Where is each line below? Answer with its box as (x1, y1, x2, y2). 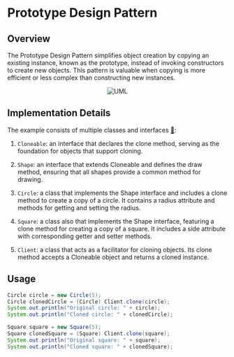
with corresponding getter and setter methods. (17, 232, 152, 240)
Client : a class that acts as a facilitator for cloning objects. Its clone (17, 245, 212, 254)
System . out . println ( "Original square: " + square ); (7, 337, 161, 344)
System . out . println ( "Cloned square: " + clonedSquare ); (7, 343, 173, 350)
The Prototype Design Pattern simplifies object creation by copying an (7, 51, 210, 59)
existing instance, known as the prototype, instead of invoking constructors (7, 59, 224, 67)
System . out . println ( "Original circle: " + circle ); (7, 305, 161, 312)
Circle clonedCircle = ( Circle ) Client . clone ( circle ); (7, 298, 170, 305)
